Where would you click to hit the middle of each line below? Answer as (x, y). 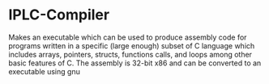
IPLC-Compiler (59, 15)
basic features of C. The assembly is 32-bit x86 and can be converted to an (135, 63)
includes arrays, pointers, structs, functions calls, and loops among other (130, 54)
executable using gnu (45, 71)
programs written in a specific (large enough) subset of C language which (132, 45)
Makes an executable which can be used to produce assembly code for (128, 37)
